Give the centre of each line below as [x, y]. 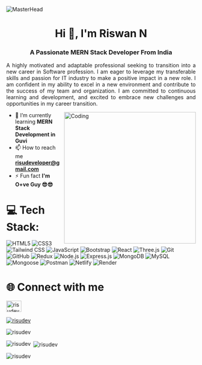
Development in [35, 135]
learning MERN [34, 122]
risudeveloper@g [37, 163]
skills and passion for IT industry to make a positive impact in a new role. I [101, 78]
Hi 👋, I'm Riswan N [101, 34]
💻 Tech [26, 210]
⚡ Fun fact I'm [32, 176]
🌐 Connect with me [55, 287]
